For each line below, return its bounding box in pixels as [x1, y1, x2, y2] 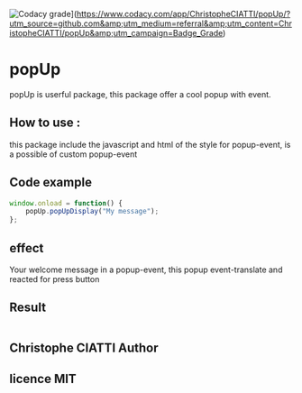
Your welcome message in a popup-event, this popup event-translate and [9, 264, 283, 275]
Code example [9, 175, 93, 190]
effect [9, 240, 44, 256]
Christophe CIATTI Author [9, 341, 160, 356]
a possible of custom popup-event [9, 149, 138, 160]
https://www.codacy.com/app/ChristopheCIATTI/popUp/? [76, 9, 291, 19]
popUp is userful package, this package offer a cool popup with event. [9, 88, 272, 99]
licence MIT [9, 370, 77, 387]
